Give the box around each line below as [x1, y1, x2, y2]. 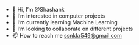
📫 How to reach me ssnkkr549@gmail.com [12, 32, 122, 39]
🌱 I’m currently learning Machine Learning [12, 19, 118, 26]
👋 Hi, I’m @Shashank [12, 6, 65, 13]
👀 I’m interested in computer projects [12, 12, 105, 19]
